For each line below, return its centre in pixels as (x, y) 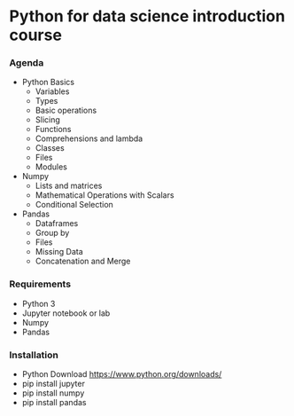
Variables (52, 91)
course (35, 35)
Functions (53, 130)
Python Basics (48, 82)
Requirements (40, 284)
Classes (50, 148)
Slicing (47, 120)
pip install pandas (54, 403)
